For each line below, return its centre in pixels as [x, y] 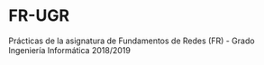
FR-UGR [39, 16]
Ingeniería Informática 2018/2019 [70, 50]
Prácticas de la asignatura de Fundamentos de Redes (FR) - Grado [132, 41]
